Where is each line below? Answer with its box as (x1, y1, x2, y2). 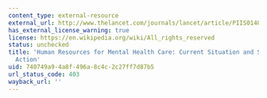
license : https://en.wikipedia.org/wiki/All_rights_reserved (8, 33, 215, 42)
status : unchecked (8, 41, 69, 49)
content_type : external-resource (8, 11, 119, 20)
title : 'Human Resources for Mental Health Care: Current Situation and (8, 48, 254, 56)
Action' (15, 56, 41, 64)
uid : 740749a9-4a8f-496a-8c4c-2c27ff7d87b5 (8, 63, 155, 71)
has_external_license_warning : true (8, 26, 130, 34)
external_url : (8, 19, 56, 27)
